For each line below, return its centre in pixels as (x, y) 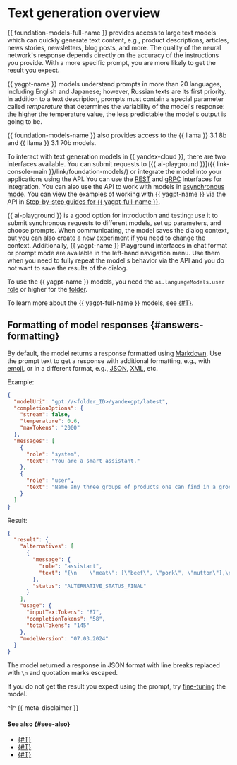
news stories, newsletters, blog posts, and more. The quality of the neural (114, 47)
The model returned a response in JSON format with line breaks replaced (114, 665)
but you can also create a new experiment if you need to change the (107, 238)
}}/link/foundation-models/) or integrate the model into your (135, 171)
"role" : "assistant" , (70, 566)
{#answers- (177, 325)
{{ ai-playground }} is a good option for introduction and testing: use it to (113, 215)
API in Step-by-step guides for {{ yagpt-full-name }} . (84, 201)
